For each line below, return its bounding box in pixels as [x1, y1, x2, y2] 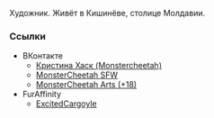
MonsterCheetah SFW [35, 69, 119, 80]
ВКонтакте [22, 50, 63, 61]
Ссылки [9, 30, 47, 42]
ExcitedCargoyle [35, 98, 97, 109]
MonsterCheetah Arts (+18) [35, 79, 138, 90]
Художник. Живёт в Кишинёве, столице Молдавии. [9, 8, 205, 18]
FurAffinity [22, 89, 61, 100]
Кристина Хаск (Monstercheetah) [35, 60, 162, 71]
